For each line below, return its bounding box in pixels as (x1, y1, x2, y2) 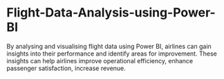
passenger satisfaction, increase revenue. (6, 64, 126, 72)
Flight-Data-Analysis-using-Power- (6, 5, 216, 21)
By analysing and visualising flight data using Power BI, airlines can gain (6, 42, 212, 50)
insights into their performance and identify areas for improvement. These (6, 49, 217, 58)
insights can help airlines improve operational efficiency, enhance (6, 56, 194, 65)
